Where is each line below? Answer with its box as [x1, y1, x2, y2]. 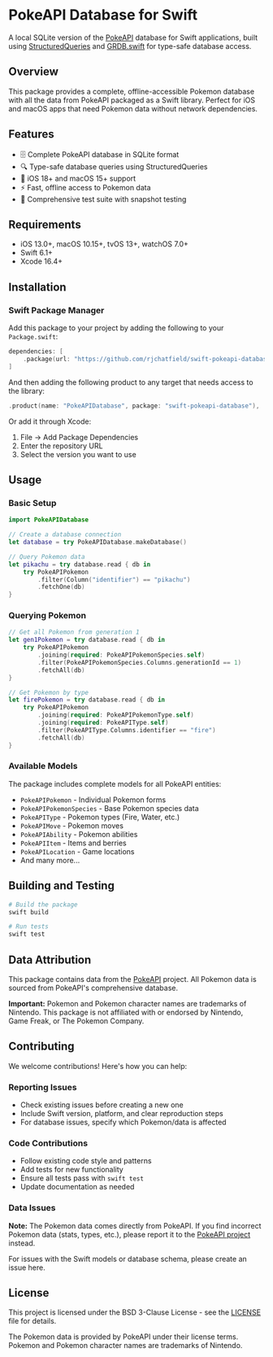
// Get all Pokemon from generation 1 [8, 628, 140, 636]
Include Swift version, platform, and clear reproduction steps [19, 1109, 223, 1119]
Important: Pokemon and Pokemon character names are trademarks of [8, 998, 247, 1008]
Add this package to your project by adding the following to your [8, 323, 224, 333]
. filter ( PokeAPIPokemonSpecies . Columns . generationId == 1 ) [37, 658, 242, 666]
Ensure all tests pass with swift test [19, 1173, 145, 1183]
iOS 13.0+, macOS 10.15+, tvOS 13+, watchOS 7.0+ [19, 239, 189, 249]
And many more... [19, 855, 80, 865]
